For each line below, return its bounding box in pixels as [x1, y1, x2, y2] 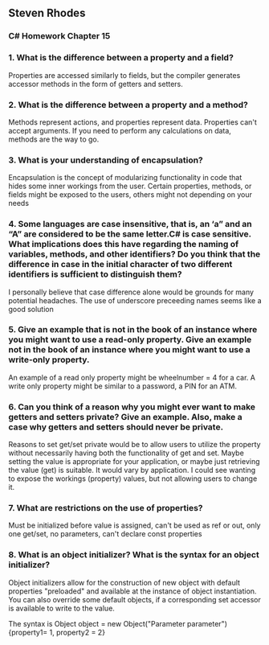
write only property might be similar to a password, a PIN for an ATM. [8, 381, 237, 391]
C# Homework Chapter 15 [8, 31, 111, 42]
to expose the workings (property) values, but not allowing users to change [8, 474, 258, 483]
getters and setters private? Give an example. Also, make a [8, 411, 243, 422]
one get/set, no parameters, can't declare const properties [8, 529, 202, 539]
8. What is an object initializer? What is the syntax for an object [8, 549, 259, 561]
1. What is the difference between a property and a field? [8, 52, 234, 64]
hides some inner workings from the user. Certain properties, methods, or [8, 181, 252, 191]
